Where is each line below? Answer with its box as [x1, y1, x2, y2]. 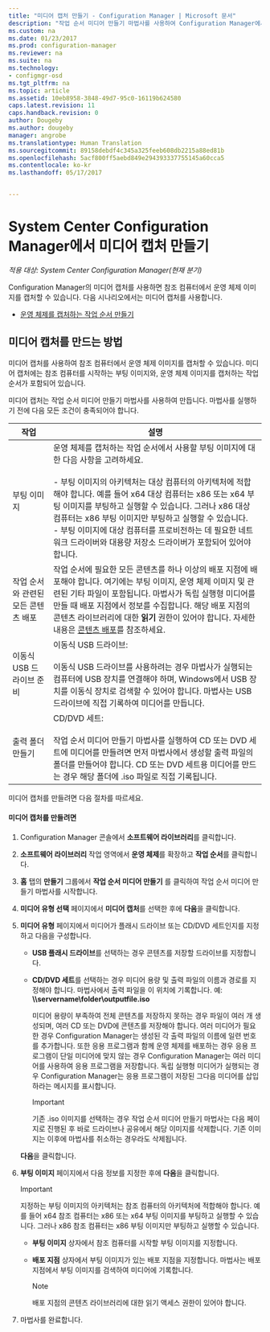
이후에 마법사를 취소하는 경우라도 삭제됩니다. [47, 1133, 187, 1143]
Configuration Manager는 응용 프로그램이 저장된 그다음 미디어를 [40, 1071, 244, 1080]
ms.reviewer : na [8, 49, 63, 57]
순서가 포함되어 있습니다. [8, 378, 86, 388]
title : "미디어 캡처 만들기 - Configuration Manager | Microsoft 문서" [8, 11, 237, 20]
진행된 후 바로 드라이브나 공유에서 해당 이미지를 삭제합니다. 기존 [47, 1124, 247, 1133]
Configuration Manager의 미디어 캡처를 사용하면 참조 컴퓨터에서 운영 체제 [8, 282, 242, 292]
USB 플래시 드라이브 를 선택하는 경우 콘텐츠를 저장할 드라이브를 [31, 948, 229, 957]
